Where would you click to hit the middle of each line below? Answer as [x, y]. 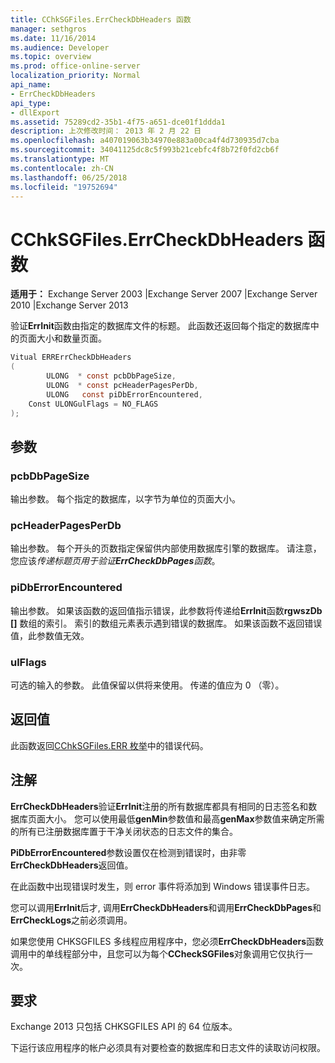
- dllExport [35, 112]
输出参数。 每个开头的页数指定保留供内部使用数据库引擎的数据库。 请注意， [166, 548]
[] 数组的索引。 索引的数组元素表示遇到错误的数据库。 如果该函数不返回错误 [166, 623]
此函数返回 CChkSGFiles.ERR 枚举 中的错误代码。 [109, 745]
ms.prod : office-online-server [75, 66]
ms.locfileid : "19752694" [64, 187]
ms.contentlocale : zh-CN [62, 168]
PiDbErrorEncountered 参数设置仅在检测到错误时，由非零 [128, 852]
